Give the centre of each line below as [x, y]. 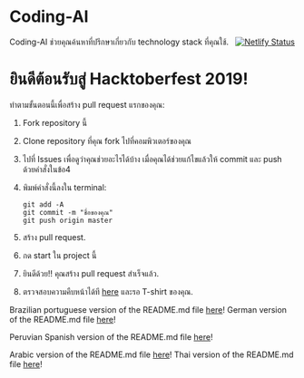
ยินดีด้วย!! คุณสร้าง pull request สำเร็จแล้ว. [91, 273]
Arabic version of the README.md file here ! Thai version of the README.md [152, 354]
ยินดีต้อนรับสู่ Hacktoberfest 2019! [129, 79]
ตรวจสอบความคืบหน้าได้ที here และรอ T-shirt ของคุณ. [108, 291]
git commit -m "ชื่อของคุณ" [68, 212]
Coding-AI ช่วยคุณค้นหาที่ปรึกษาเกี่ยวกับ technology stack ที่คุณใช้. [119, 42]
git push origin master [68, 220]
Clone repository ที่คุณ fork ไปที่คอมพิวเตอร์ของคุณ [107, 141]
